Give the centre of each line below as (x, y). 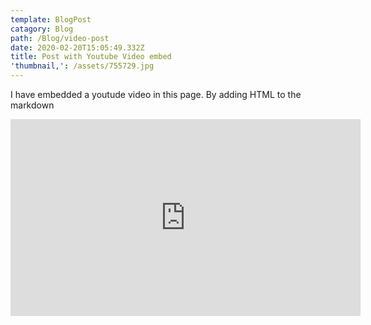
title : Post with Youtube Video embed (91, 57)
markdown (32, 105)
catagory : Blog (42, 29)
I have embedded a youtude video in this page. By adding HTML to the (156, 94)
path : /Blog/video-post (60, 38)
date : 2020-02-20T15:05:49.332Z (77, 47)
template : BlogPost (51, 19)
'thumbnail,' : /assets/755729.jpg (82, 66)
